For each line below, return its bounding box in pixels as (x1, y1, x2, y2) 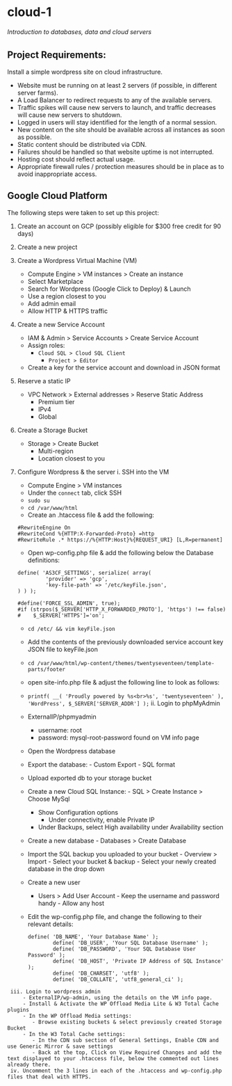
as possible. (17, 133, 52, 141)
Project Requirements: (7, 49, 106, 61)
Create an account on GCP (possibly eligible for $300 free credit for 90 (17, 222, 222, 230)
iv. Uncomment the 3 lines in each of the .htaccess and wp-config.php (10, 1067, 222, 1074)
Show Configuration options (38, 808, 119, 816)
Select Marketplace (27, 277, 83, 285)
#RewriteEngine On (17, 524, 71, 531)
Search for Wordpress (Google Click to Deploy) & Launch (27, 285, 191, 293)
